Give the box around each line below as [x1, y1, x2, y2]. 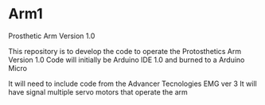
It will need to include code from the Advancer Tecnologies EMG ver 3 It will [8, 79, 257, 88]
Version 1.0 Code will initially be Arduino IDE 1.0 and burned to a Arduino [8, 55, 245, 64]
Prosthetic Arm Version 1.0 [8, 31, 95, 41]
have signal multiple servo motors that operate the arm [8, 87, 189, 96]
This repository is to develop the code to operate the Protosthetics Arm [8, 46, 242, 56]
